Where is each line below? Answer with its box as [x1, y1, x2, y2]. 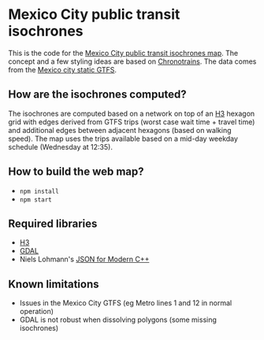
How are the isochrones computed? [8, 88, 187, 102]
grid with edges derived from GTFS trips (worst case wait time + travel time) [8, 116, 255, 127]
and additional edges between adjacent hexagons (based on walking [8, 125, 232, 135]
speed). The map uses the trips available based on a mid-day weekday [8, 134, 239, 143]
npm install [19, 187, 59, 195]
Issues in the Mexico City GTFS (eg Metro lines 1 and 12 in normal [19, 298, 232, 308]
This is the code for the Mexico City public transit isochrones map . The [8, 48, 239, 57]
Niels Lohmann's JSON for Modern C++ [19, 254, 150, 264]
